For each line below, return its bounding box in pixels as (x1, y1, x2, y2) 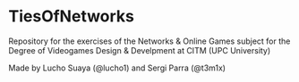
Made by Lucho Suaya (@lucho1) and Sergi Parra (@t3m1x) (8, 62, 226, 73)
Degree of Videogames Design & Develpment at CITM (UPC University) (8, 45, 271, 55)
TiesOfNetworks (8, 6, 135, 27)
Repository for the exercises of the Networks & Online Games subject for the (8, 36, 291, 46)
